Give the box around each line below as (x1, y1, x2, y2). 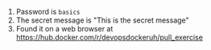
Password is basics (15, 7, 81, 16)
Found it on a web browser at (15, 24, 114, 33)
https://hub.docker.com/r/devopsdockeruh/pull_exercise (15, 32, 204, 42)
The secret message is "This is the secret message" (15, 15, 189, 25)
